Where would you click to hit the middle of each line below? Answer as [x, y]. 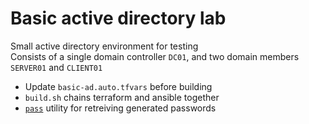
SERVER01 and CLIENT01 [56, 67]
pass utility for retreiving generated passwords [120, 108]
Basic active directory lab [118, 18]
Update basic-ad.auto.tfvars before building [118, 86]
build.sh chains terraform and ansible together [122, 97]
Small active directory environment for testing [104, 46]
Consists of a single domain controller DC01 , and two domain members [155, 56]
